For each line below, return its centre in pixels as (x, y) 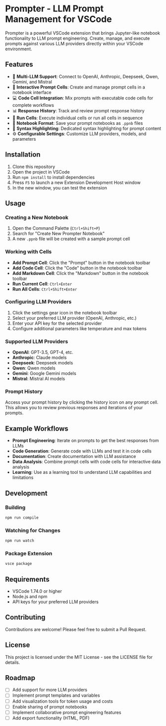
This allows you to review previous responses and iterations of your (74, 408)
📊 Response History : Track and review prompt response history (78, 110)
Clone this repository (34, 167)
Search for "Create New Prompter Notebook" (58, 234)
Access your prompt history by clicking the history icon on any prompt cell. (82, 402)
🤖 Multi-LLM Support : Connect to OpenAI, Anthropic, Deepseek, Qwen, (86, 76)
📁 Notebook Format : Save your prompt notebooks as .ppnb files (78, 123)
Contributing (25, 617)
